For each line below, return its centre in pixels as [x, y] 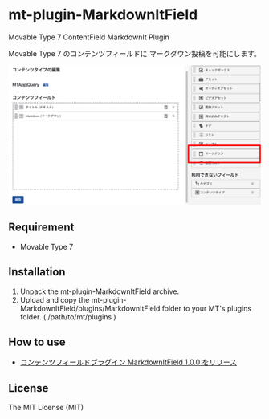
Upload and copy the [55, 299]
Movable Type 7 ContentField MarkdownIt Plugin [89, 37]
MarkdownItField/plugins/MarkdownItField [90, 308]
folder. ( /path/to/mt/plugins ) [68, 317]
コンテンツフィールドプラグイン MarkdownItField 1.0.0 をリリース [128, 362]
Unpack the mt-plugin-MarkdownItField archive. [99, 291]
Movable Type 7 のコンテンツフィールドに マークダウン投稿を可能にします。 [134, 53]
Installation [37, 272]
